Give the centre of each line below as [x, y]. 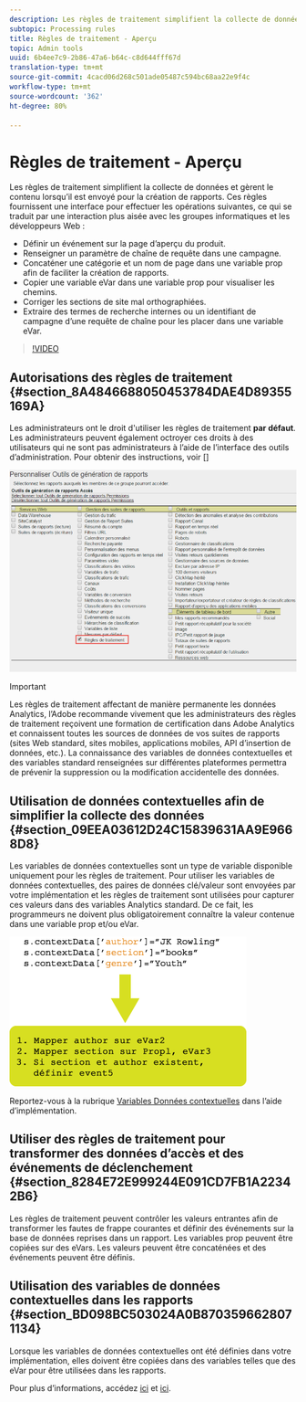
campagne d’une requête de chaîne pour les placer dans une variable [153, 322]
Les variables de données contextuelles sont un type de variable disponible [151, 866]
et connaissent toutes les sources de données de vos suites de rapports [145, 733]
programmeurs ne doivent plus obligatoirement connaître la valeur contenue [152, 914]
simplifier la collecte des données [107, 815]
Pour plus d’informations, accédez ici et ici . [90, 1387]
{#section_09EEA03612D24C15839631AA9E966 [151, 830]
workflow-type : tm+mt [51, 87]
